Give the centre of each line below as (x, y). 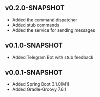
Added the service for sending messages (53, 30)
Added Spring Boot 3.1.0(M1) (41, 84)
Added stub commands (36, 25)
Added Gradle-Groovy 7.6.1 (39, 89)
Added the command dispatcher (44, 19)
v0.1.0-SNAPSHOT (34, 46)
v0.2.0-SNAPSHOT (35, 8)
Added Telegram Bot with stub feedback (53, 57)
